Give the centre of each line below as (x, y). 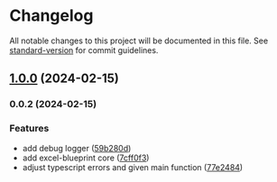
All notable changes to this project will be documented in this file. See (139, 41)
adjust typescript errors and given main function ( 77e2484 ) (133, 167)
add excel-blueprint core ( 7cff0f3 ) (86, 158)
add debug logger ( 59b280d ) (77, 148)
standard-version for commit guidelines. (84, 50)
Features (29, 129)
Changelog (51, 16)
